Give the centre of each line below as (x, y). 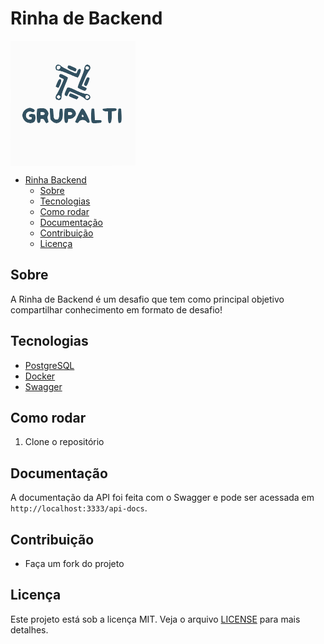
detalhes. (29, 629)
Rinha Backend (55, 179)
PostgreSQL (49, 365)
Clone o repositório (64, 442)
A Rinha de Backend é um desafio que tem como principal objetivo (147, 299)
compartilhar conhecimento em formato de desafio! (116, 309)
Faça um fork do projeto (74, 563)
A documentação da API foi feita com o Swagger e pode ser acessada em (162, 498)
